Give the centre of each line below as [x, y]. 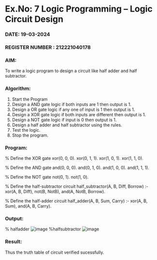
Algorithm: [18, 89]
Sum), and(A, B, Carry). [28, 206]
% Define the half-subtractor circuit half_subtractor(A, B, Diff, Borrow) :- [77, 186]
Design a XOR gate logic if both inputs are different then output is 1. [79, 114]
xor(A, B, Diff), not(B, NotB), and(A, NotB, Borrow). [55, 191]
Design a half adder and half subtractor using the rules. [67, 125]
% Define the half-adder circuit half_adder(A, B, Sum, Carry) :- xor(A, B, [76, 201]
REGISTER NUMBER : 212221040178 [48, 47]
